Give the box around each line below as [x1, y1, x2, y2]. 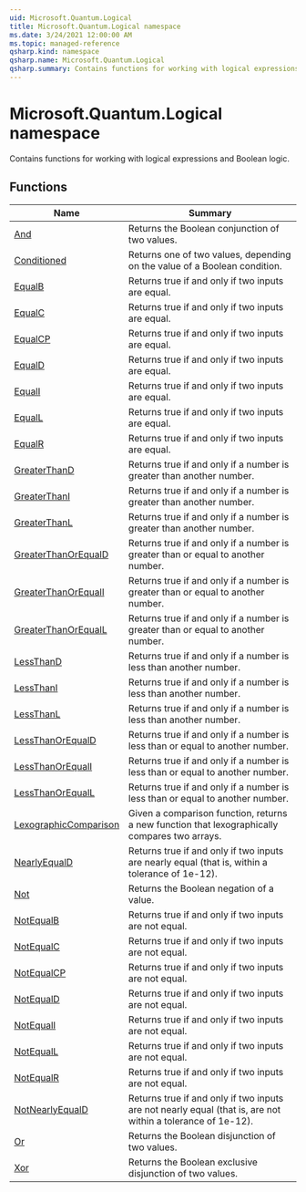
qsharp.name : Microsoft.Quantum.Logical [9, 56, 166, 65]
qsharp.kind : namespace [9, 47, 100, 57]
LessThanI [14, 681, 58, 694]
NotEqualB [14, 914, 60, 927]
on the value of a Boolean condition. [127, 259, 282, 272]
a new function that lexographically [127, 818, 279, 831]
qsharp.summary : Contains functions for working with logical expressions [9, 65, 300, 74]
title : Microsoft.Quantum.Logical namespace [9, 22, 181, 31]
